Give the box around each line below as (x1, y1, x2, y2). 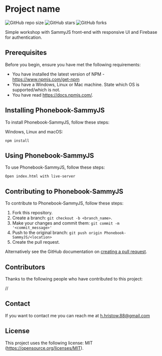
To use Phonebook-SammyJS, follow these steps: (5, 164, 105, 170)
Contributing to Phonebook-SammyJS (5, 187, 124, 196)
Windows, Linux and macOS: (5, 128, 63, 134)
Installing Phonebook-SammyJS (5, 106, 105, 115)
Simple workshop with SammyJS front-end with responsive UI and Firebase (5, 29, 158, 35)
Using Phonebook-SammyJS (5, 151, 94, 160)
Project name (5, 3, 60, 15)
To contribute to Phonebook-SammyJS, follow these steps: (5, 200, 124, 206)
